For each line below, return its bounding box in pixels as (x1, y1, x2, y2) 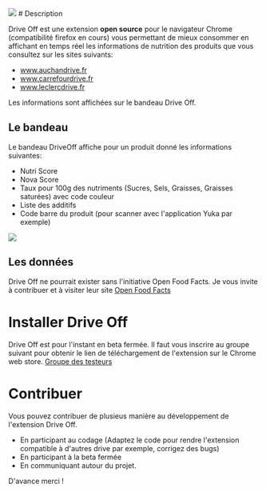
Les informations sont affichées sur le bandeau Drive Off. (8, 98, 197, 107)
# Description (18, 9, 63, 18)
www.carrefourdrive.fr (19, 74, 93, 83)
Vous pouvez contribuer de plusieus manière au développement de (8, 411, 229, 421)
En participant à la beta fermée (19, 452, 122, 462)
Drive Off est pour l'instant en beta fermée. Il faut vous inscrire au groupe (8, 339, 250, 349)
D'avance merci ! (8, 476, 64, 486)
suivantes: (8, 150, 42, 160)
